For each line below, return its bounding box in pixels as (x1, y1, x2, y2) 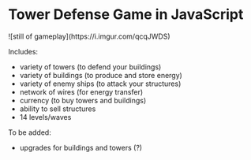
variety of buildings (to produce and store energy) (19, 70, 183, 80)
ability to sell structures (19, 104, 96, 113)
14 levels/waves (19, 112, 72, 121)
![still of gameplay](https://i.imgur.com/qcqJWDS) (8, 32, 171, 41)
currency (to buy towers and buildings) (19, 95, 147, 105)
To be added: (8, 128, 51, 137)
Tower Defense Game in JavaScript (8, 6, 244, 24)
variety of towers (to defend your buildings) (19, 61, 162, 72)
